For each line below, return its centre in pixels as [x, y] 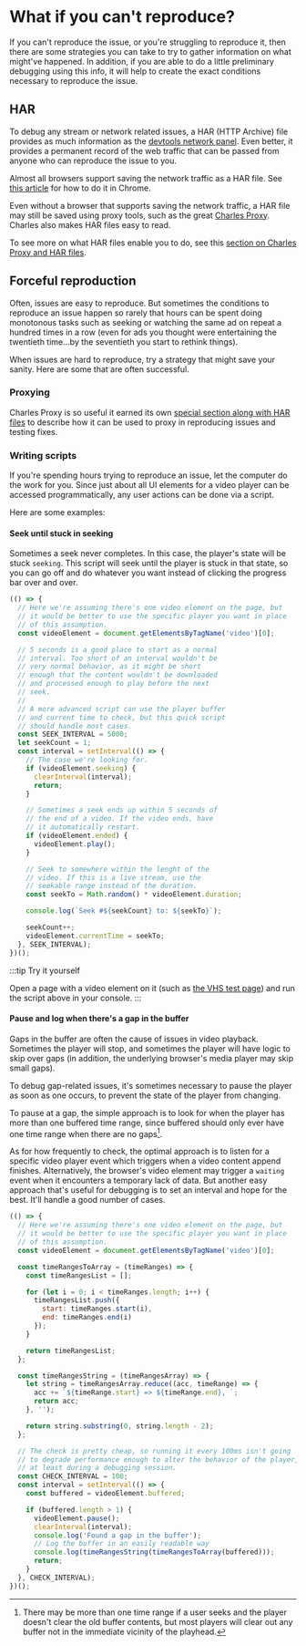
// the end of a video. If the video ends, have [120, 819]
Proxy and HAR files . [48, 252]
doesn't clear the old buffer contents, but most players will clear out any [158, 1621]
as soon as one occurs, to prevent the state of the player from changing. [145, 1095]
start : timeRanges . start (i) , [97, 1309]
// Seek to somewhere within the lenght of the [117, 869]
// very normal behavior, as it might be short [110, 667]
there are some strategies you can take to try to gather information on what [150, 51]
